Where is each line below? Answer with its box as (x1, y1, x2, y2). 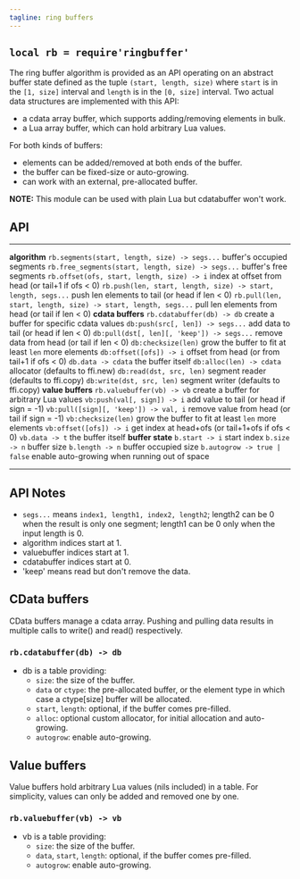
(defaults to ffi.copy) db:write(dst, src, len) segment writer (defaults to (9, 375, 280, 386)
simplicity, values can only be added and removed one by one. (9, 791, 239, 801)
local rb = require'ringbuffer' (9, 46, 190, 59)
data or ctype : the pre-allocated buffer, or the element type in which (35, 684, 286, 695)
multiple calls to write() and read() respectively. (9, 624, 183, 635)
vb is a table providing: (21, 832, 107, 842)
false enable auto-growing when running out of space (9, 451, 210, 462)
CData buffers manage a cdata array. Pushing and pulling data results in (9, 615, 274, 626)
